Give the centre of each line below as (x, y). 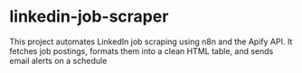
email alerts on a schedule (58, 60)
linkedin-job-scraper (89, 17)
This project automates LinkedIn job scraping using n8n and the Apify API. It (151, 41)
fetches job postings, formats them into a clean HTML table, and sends (142, 50)
